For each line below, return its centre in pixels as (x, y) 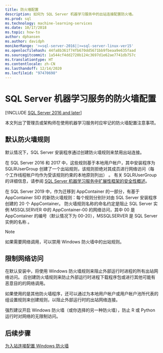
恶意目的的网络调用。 (26, 283)
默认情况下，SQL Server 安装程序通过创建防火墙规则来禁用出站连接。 (75, 152)
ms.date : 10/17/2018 (26, 28)
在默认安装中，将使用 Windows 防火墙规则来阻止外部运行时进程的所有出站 (80, 271)
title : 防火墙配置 (22, 10)
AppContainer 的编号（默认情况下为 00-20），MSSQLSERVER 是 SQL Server (81, 216)
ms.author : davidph (25, 42)
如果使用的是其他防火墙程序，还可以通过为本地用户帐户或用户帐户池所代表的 (82, 294)
